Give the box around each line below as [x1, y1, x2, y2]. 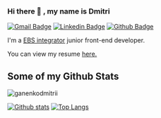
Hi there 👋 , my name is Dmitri [7, 6, 111, 16]
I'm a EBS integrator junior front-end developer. [7, 36, 145, 45]
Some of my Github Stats [7, 70, 119, 82]
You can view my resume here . [7, 49, 97, 59]
